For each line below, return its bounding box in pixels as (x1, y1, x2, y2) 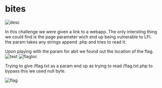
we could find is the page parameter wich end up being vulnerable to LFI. (5, 34, 152, 40)
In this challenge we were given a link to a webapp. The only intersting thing (5, 29, 157, 34)
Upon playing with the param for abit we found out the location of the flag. (5, 48, 154, 54)
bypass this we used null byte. (5, 68, 66, 73)
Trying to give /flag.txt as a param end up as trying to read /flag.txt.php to (5, 63, 153, 69)
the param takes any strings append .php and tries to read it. (5, 39, 126, 44)
